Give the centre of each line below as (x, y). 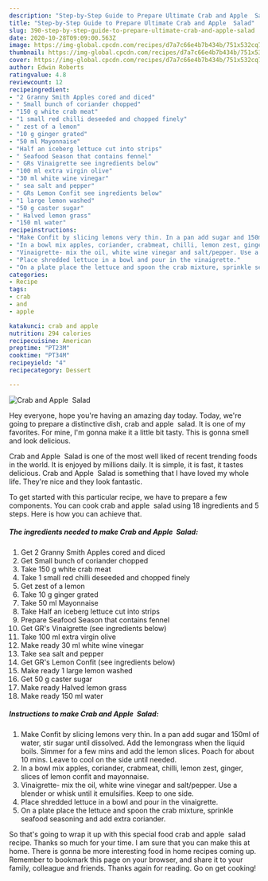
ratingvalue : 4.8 (38, 75)
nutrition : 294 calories (50, 333)
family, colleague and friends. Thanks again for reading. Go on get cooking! (133, 867)
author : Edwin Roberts (47, 68)
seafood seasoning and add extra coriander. (93, 819)
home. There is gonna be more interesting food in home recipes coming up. (133, 851)
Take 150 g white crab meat (66, 569)
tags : (18, 290)
